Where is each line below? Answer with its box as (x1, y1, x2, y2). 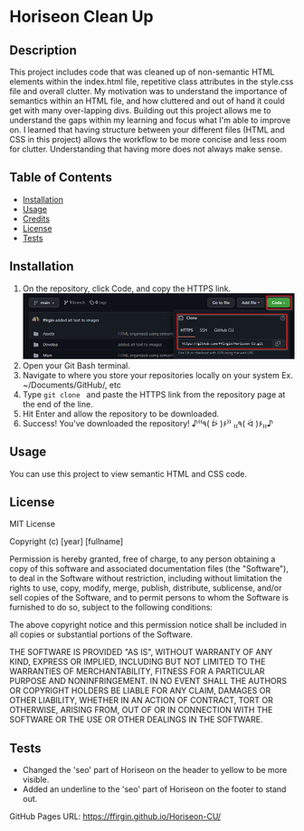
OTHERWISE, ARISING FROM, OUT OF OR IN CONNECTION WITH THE (9, 705, 273, 716)
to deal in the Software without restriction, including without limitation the (9, 573, 282, 584)
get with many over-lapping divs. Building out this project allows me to (9, 105, 271, 115)
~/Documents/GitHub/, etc (22, 379, 122, 390)
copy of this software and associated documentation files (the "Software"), (9, 563, 290, 574)
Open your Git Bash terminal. (22, 360, 131, 371)
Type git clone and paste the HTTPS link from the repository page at (22, 388, 286, 400)
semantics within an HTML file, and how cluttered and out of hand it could (9, 95, 285, 106)
